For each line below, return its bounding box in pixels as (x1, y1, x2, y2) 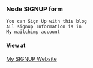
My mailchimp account (6, 29, 61, 35)
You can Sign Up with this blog (6, 19, 87, 25)
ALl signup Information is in (6, 23, 82, 30)
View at (6, 42, 26, 49)
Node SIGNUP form (6, 5, 63, 13)
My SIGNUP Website (6, 55, 57, 62)
